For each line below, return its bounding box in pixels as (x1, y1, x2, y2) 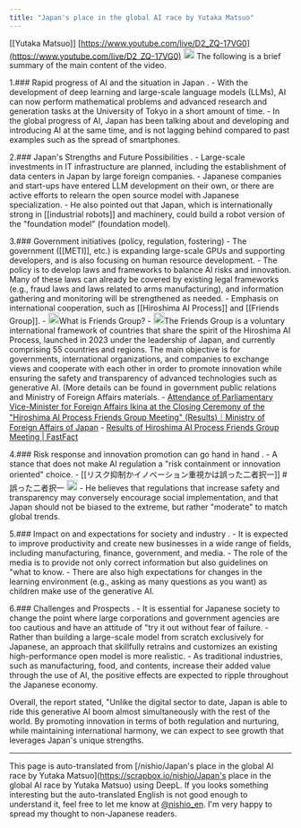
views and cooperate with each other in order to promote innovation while (9, 362, 282, 373)
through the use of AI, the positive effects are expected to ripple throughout (9, 670, 289, 681)
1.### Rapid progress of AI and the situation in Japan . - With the (9, 77, 249, 88)
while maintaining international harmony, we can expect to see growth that (9, 726, 285, 736)
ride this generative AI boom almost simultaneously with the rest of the (9, 706, 271, 718)
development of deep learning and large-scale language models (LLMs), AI (9, 87, 287, 98)
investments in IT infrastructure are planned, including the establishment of (9, 161, 287, 172)
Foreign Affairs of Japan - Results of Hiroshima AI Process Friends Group (9, 422, 279, 432)
